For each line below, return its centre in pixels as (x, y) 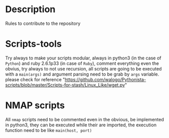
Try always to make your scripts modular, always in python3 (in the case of (83, 58)
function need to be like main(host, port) (49, 130)
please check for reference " (35, 79)
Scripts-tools (33, 44)
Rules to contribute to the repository (43, 23)
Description (30, 9)
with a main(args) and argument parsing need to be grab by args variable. (82, 74)
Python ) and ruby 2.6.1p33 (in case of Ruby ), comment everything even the (82, 63)
